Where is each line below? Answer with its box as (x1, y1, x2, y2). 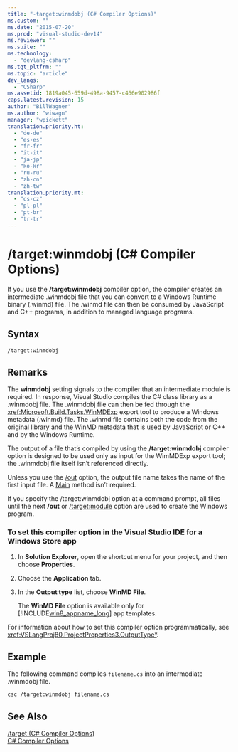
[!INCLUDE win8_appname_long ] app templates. (17, 609, 158, 618)
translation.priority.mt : (7, 189, 84, 196)
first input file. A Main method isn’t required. (7, 481, 136, 489)
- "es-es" (13, 136, 43, 143)
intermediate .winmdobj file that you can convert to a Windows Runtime (7, 292, 217, 301)
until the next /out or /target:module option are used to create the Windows (7, 502, 228, 511)
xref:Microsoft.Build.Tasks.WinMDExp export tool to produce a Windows (7, 408, 219, 416)
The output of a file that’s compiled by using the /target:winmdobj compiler (7, 444, 229, 452)
